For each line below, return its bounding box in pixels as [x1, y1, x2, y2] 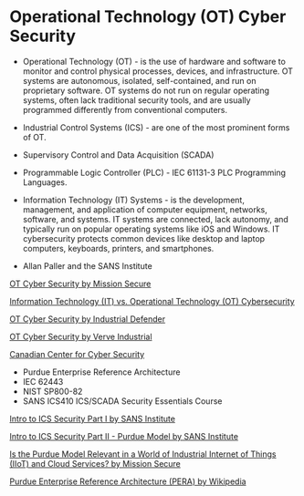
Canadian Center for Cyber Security [9, 348, 145, 359]
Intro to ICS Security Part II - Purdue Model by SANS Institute [9, 430, 239, 441]
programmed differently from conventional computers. [22, 104, 228, 115]
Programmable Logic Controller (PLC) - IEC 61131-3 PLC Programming [22, 167, 286, 178]
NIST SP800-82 [22, 386, 83, 397]
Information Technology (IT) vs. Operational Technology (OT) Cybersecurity [9, 295, 295, 306]
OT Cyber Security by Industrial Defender [9, 313, 166, 325]
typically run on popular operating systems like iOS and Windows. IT [22, 223, 280, 234]
